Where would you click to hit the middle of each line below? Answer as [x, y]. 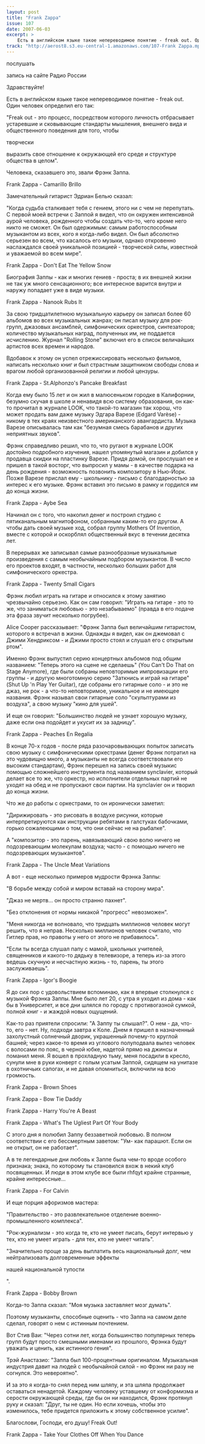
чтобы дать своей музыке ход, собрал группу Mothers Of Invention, [94, 528]
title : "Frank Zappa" [34, 18]
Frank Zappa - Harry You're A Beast [51, 1111]
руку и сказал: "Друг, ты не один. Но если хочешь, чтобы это [86, 1404]
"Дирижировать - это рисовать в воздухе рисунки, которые [85, 815]
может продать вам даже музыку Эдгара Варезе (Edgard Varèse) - [94, 414]
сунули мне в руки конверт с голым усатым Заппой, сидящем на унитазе [102, 1062]
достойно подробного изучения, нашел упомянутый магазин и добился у [102, 452]
